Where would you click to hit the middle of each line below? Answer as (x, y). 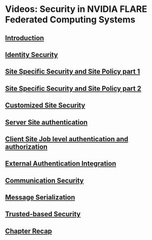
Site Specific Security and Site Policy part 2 (73, 89)
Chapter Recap (29, 231)
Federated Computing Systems (70, 20)
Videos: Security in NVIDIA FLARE (76, 9)
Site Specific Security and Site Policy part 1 (73, 72)
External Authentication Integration (61, 164)
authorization (26, 147)
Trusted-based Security (43, 214)
